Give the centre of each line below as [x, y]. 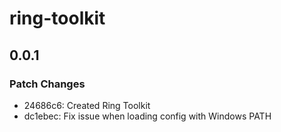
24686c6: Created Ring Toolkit [87, 105]
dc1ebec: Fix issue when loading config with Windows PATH [147, 116]
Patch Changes [47, 84]
